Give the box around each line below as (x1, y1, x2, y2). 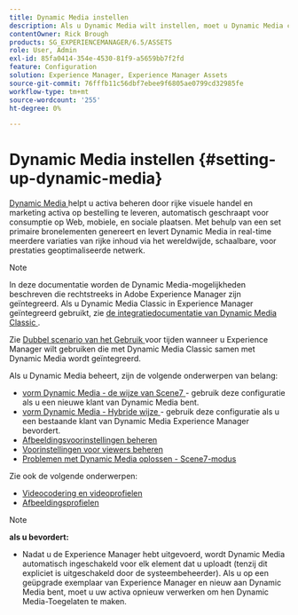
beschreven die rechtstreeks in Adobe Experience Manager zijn (9, 289, 242, 300)
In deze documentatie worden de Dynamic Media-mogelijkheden (9, 280, 247, 290)
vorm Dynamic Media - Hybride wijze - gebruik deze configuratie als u (21, 406, 280, 417)
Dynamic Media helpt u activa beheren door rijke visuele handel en (9, 198, 254, 209)
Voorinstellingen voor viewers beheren (21, 445, 164, 455)
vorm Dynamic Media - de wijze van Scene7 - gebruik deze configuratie (21, 388, 286, 398)
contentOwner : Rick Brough (9, 29, 109, 38)
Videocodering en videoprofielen (21, 488, 144, 499)
